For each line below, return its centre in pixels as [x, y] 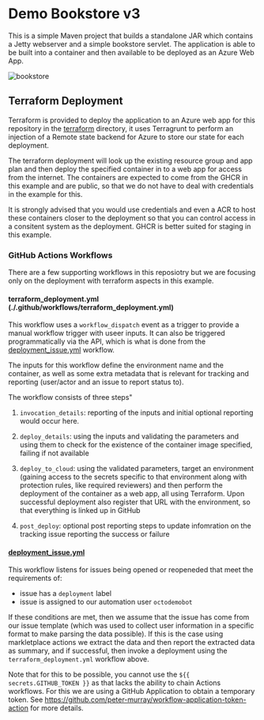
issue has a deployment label [66, 594]
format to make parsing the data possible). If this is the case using [116, 634]
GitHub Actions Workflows [60, 255]
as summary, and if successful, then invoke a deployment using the [118, 651]
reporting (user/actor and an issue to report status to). [96, 382]
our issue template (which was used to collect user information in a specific [131, 626]
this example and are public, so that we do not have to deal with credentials [131, 186]
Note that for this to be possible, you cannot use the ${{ [99, 675]
